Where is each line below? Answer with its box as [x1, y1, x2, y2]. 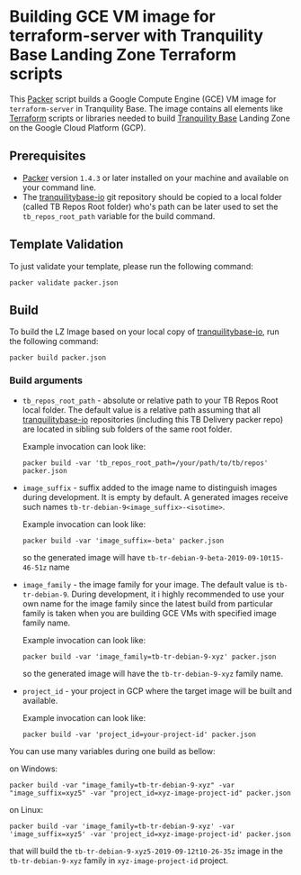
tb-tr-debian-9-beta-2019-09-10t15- [146, 553, 285, 562]
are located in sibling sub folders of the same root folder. [22, 424, 233, 434]
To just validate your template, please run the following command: [9, 260, 253, 271]
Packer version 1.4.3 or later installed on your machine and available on [22, 172, 289, 183]
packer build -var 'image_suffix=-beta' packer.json [22, 536, 225, 545]
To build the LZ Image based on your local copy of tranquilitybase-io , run [9, 326, 280, 337]
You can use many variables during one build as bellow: [9, 745, 216, 756]
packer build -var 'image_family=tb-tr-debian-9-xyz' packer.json [22, 652, 277, 661]
